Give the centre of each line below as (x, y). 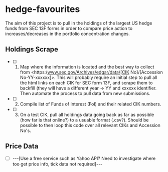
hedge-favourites (43, 9)
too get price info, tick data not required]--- (57, 164)
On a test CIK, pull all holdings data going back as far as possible (87, 114)
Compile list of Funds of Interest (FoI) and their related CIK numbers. (91, 104)
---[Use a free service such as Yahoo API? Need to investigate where (84, 158)
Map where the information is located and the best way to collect (87, 66)
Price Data (22, 146)
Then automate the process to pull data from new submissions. (85, 93)
